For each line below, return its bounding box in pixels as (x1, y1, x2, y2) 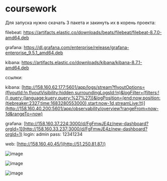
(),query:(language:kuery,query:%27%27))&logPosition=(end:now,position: (5, 95, 161, 101)
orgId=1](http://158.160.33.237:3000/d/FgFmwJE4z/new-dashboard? (5, 126, 148, 132)
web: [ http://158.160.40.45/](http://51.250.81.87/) (5, 141, 106, 147)
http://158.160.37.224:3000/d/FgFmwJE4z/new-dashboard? (25, 120, 149, 126)
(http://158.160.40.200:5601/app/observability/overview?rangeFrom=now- (5, 105, 159, 111)
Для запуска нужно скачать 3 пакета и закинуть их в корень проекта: (5, 20, 156, 26)
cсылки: (5, 74, 23, 80)
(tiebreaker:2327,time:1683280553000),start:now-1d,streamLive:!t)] (5, 100, 145, 106)
